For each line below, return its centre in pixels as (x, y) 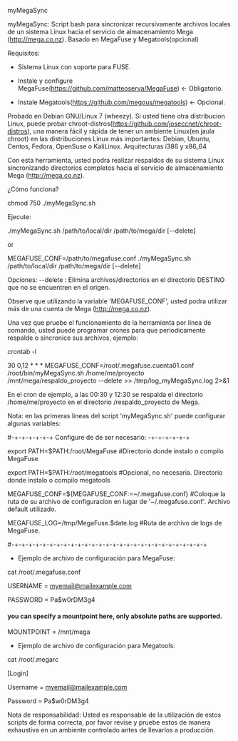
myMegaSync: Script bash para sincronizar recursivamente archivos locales (119, 24)
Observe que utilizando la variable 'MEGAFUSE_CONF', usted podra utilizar (118, 301)
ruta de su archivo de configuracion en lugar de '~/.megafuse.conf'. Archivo (119, 501)
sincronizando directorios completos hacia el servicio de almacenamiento (115, 168)
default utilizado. (32, 509)
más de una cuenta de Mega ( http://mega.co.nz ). (79, 309)
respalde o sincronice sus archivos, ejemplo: (73, 338)
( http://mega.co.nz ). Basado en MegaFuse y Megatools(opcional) (103, 39)
